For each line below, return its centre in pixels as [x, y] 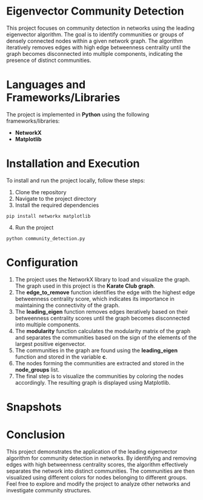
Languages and [46, 85]
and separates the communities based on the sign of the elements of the [106, 337]
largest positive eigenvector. [50, 343]
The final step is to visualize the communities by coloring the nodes [99, 376]
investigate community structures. [49, 490]
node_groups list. [37, 370]
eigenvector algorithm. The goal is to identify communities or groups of [95, 34]
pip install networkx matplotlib [48, 216]
